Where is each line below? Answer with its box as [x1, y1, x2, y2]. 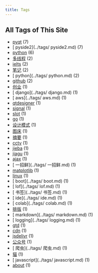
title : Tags [5, 7, 30, 12]
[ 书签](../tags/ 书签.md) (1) [12, 189, 68, 195]
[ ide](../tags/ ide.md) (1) [12, 195, 63, 201]
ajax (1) [12, 156, 27, 162]
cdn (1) [12, 228, 27, 234]
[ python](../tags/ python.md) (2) [12, 73, 80, 79]
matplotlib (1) [12, 168, 39, 174]
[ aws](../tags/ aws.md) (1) [12, 95, 67, 101]
